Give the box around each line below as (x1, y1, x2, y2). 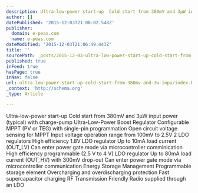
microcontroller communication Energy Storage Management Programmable (6, 162, 192, 169)
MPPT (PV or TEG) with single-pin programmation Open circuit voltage (6, 125, 178, 132)
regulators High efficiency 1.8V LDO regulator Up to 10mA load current (6, 137, 177, 145)
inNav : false (6, 74, 38, 80)
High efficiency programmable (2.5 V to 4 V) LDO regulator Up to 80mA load (6, 150, 192, 157)
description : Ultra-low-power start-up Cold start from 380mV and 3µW (6, 8, 186, 15)
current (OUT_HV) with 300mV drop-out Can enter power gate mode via (6, 156, 181, 163)
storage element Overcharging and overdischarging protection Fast (6, 169, 170, 176)
